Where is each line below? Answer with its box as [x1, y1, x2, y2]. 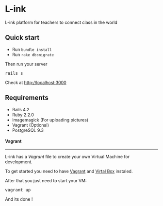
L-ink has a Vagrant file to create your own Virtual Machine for [5, 154, 130, 159]
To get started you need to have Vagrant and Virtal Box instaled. [5, 168, 133, 174]
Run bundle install [12, 46, 52, 52]
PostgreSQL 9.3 [12, 127, 44, 133]
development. [5, 159, 33, 165]
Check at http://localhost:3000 [5, 79, 66, 86]
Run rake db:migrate [12, 51, 54, 57]
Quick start [5, 34, 40, 42]
